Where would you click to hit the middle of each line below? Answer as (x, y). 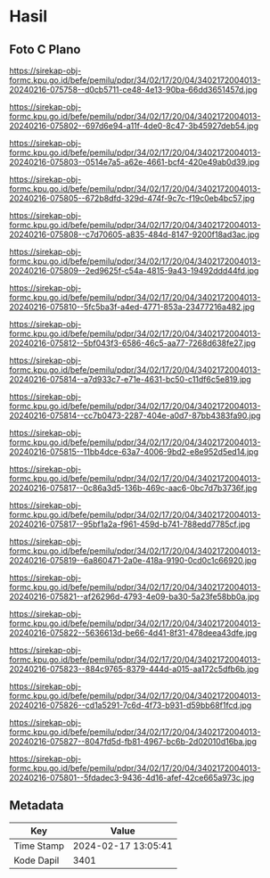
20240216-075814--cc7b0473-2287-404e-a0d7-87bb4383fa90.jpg (135, 415)
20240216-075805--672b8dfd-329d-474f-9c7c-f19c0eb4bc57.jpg (132, 198)
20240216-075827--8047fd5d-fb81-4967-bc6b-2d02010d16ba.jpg (133, 741)
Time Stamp (39, 846)
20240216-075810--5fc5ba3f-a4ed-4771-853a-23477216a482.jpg (132, 307)
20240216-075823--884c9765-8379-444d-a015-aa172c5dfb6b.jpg (134, 669)
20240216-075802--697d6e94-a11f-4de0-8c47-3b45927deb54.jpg (134, 126)
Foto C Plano (45, 49)
